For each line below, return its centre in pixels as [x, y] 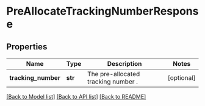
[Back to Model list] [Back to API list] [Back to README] [76, 97]
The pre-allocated [114, 74]
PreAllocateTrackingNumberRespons [103, 11]
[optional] [182, 78]
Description [124, 64]
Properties [27, 47]
